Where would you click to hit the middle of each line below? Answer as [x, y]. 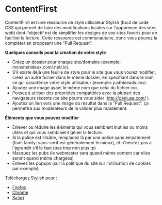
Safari [18, 197]
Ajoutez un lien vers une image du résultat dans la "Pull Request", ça [80, 103]
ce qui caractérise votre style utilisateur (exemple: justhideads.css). [80, 82]
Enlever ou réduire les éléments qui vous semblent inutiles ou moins [80, 127]
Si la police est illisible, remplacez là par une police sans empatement [81, 137]
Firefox [19, 187]
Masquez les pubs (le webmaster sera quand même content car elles [81, 153]
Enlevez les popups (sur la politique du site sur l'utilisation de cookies [81, 163]
